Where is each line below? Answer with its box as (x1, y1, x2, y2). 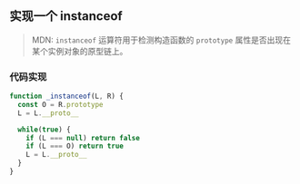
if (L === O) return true (25, 141, 125, 151)
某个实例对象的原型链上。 (31, 45, 128, 56)
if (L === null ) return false (25, 133, 141, 142)
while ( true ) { (17, 125, 71, 134)
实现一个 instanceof (9, 8, 123, 24)
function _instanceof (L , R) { (9, 92, 125, 102)
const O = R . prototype (17, 100, 104, 109)
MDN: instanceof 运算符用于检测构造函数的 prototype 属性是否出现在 (31, 34, 291, 45)
